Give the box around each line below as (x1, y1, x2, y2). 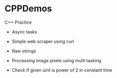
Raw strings (11, 48, 37, 54)
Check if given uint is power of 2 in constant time (11, 67, 113, 73)
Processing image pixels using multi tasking (11, 57, 102, 63)
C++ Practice (4, 19, 32, 25)
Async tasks (11, 29, 37, 35)
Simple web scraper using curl (11, 38, 74, 44)
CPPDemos (4, 3, 53, 14)
